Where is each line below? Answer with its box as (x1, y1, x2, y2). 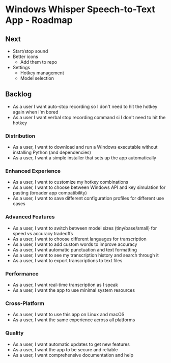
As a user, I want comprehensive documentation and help (12, 352, 134, 358)
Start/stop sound (12, 48, 48, 54)
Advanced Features (5, 213, 55, 220)
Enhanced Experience (5, 167, 61, 175)
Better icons (12, 53, 38, 60)
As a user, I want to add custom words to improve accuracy (12, 241, 137, 247)
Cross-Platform (5, 299, 45, 306)
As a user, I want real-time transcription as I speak (12, 282, 118, 288)
